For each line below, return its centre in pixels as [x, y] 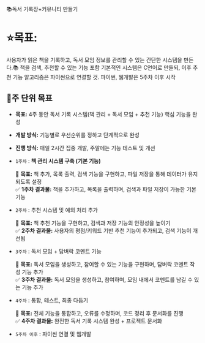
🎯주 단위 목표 [30, 98]
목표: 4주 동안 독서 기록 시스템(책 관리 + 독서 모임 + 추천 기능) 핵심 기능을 [103, 114]
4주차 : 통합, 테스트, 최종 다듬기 [52, 300]
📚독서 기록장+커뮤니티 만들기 [42, 9]
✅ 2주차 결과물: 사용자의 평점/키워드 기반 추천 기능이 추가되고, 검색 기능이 [103, 230]
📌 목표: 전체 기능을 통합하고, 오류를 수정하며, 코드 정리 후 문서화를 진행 [99, 313]
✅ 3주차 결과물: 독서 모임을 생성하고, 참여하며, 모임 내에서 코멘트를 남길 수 [104, 279]
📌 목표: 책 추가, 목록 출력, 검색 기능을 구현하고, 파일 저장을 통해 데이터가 [101, 174]
